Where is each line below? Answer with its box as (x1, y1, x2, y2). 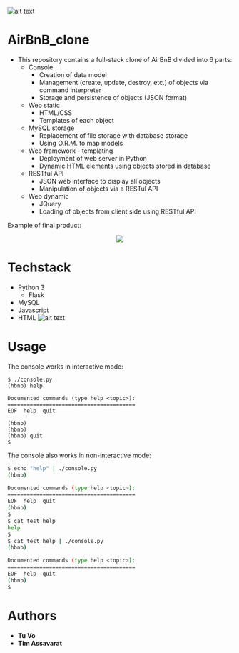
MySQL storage (28, 124, 75, 132)
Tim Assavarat (17, 639, 63, 647)
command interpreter (39, 86, 102, 94)
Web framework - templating (28, 146, 113, 155)
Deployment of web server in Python (39, 154, 148, 162)
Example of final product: (7, 221, 82, 229)
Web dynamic (28, 191, 69, 200)
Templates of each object (39, 116, 114, 124)
